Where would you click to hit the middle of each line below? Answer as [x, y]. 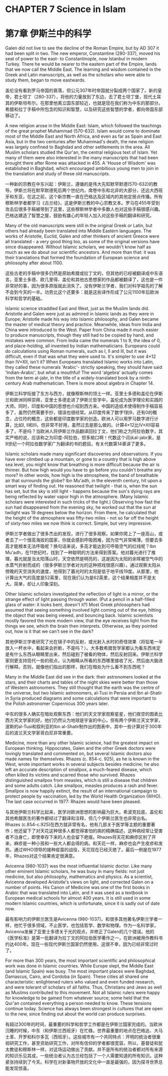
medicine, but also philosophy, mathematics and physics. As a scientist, [79, 877]
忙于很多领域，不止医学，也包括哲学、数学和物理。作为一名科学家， [88, 925]
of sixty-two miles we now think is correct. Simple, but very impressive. [79, 523]
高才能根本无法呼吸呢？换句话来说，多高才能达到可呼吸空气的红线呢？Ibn [81, 546]
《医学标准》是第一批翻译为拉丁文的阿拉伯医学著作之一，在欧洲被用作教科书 [84, 938]
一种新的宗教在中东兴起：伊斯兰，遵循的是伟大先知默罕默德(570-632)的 [79, 184]
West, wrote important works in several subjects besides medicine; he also [82, 764]
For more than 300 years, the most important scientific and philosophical [80, 960]
